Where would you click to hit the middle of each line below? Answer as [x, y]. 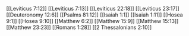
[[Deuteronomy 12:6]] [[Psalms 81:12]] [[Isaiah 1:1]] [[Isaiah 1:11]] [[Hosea [94, 15]
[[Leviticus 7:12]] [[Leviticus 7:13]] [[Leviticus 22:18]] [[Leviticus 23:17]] [93, 9]
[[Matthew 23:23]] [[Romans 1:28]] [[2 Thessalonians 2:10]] [79, 27]
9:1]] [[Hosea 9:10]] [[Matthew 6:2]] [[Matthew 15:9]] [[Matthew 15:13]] [92, 21]
